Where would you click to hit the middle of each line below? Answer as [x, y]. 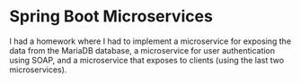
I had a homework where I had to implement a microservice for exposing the [150, 41]
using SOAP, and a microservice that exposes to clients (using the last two [147, 60]
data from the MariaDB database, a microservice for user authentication [142, 50]
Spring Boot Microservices [111, 17]
